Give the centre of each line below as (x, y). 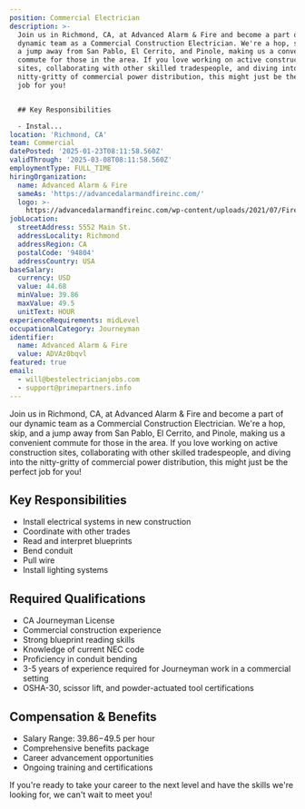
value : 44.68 (42, 287)
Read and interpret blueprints (77, 541)
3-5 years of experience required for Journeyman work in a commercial (157, 669)
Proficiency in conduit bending (80, 659)
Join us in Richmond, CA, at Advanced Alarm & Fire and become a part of (147, 413)
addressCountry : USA (56, 261)
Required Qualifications (78, 599)
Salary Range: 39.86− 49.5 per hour (89, 738)
